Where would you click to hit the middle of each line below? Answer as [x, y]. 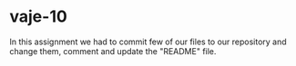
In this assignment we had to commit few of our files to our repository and [148, 42]
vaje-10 [39, 17]
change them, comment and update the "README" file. [113, 51]
